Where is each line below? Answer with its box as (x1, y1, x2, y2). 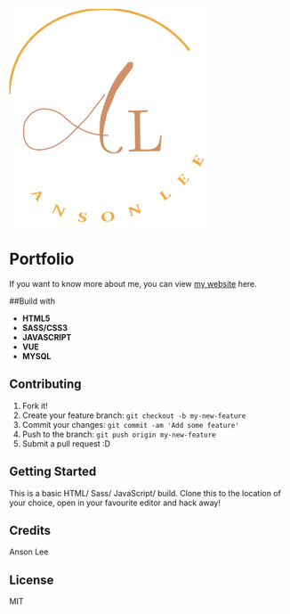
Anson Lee (9, 546, 49, 557)
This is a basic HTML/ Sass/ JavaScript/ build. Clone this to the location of (9, 487, 282, 498)
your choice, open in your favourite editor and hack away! (9, 497, 221, 508)
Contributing (9, 377, 82, 392)
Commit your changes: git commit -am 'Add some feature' (21, 419, 240, 430)
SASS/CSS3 (21, 322, 68, 333)
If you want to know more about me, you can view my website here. (9, 278, 258, 289)
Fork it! (21, 400, 49, 411)
